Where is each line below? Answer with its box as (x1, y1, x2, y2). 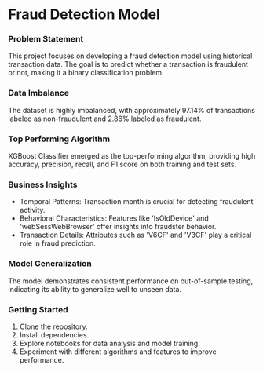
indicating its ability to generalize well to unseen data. (8, 284, 182, 294)
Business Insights (8, 179, 78, 190)
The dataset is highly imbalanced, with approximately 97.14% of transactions (8, 105, 255, 115)
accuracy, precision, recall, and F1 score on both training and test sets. (8, 159, 237, 170)
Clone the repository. (19, 322, 88, 331)
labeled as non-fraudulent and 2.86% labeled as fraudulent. (8, 114, 202, 123)
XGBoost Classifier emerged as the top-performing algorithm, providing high (8, 151, 256, 161)
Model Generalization (8, 258, 92, 269)
